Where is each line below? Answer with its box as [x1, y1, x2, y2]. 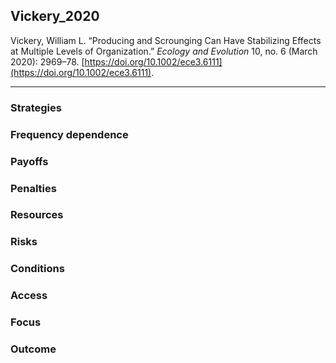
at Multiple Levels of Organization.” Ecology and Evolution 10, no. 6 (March [10, 45, 318, 57]
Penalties [10, 181, 57, 195]
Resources [10, 208, 64, 222]
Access [10, 289, 48, 303]
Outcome [10, 342, 57, 356]
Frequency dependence [10, 127, 129, 141]
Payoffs [10, 154, 49, 168]
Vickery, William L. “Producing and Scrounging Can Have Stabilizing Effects [10, 34, 322, 46]
